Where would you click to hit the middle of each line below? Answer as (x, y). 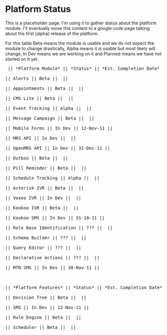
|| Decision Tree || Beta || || (46, 297)
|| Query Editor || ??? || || (43, 248)
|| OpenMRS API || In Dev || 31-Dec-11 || (58, 148)
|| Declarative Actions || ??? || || (52, 258)
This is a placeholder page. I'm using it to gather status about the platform (81, 23)
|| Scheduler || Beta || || (41, 327)
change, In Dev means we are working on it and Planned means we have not (83, 54)
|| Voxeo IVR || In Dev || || (43, 198)
